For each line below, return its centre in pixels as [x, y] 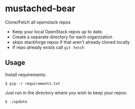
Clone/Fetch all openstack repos [38, 22]
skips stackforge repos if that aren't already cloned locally [71, 42]
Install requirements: [26, 75]
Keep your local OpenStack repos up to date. [58, 31]
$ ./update [16, 102]
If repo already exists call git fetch [48, 47]
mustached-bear [40, 9]
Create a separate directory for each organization [62, 37]
